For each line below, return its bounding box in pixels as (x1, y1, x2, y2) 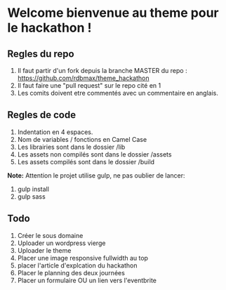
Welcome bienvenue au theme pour (7, 5, 219, 21)
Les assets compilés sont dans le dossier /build (17, 157, 155, 166)
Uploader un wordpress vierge (17, 239, 106, 247)
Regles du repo (7, 48, 75, 60)
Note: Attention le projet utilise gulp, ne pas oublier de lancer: (7, 171, 185, 180)
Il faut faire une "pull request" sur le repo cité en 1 (17, 81, 161, 89)
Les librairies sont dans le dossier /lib (17, 143, 126, 151)
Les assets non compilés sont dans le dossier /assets (17, 150, 172, 159)
